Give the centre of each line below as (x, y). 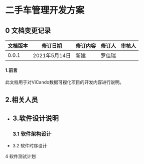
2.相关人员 (22, 99)
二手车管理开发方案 (45, 10)
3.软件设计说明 (35, 118)
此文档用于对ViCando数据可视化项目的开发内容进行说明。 (65, 82)
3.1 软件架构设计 (32, 134)
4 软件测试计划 (21, 156)
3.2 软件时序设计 (30, 146)
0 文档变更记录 (28, 30)
